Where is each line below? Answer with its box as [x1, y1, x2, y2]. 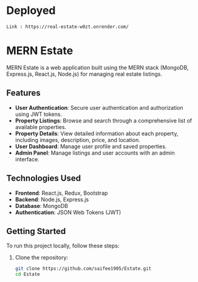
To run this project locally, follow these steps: [6, 242, 120, 249]
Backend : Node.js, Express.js [15, 195, 89, 203]
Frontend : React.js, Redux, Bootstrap [15, 189, 108, 196]
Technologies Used [6, 173, 81, 184]
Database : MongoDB [15, 202, 69, 209]
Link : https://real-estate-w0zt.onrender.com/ [6, 24, 129, 30]
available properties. [15, 123, 67, 130]
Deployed [6, 4, 56, 18]
